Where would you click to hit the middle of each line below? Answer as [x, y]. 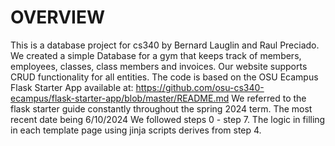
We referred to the [269, 98]
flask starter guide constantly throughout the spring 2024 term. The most [161, 108]
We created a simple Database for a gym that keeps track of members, [156, 55]
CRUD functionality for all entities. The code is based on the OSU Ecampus [164, 77]
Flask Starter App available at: [72, 87]
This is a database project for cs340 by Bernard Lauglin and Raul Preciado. [165, 45]
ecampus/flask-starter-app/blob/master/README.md [120, 98]
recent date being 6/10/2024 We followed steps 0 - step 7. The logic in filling [168, 119]
